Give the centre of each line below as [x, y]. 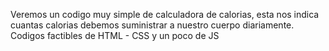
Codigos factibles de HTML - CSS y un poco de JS [115, 35]
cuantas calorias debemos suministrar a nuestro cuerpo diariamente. [152, 25]
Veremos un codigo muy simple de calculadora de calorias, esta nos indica [165, 14]
